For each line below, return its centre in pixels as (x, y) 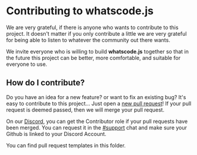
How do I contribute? (45, 83)
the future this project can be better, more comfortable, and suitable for (93, 58)
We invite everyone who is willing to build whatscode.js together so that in (97, 51)
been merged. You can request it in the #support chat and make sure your (97, 127)
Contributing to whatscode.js (80, 11)
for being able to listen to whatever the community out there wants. (88, 40)
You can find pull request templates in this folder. (66, 145)
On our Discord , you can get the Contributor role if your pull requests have (97, 121)
